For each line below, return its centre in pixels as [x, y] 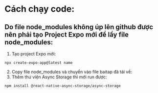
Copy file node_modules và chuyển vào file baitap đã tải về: [72, 72]
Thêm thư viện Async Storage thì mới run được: [59, 77]
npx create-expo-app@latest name [39, 63]
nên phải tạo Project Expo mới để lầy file [67, 34]
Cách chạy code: [40, 9]
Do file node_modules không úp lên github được [79, 27]
